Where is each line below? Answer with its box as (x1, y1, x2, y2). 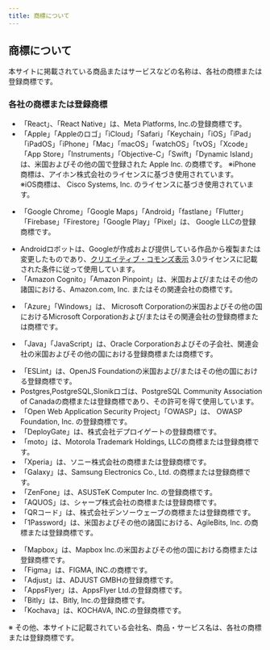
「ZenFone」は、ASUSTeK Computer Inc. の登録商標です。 (19, 487, 218, 497)
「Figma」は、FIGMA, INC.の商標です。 (19, 564, 152, 574)
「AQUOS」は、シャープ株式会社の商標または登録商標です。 (19, 497, 222, 507)
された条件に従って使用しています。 (19, 264, 139, 274)
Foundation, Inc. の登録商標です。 (19, 417, 132, 426)
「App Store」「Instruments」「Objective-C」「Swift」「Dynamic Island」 (19, 149, 257, 158)
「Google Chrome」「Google (19, 207, 114, 216)
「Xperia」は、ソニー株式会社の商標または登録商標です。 (19, 457, 211, 467)
